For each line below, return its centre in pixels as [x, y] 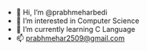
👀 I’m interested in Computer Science [78, 21]
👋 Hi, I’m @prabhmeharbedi [61, 12]
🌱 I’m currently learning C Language [76, 29]
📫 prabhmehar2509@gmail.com [70, 38]
